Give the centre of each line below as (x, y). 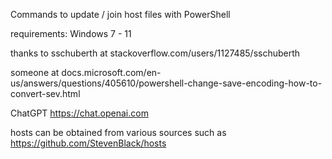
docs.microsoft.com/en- (111, 72)
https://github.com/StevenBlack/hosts (88, 143)
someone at (35, 72)
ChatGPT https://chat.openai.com (79, 113)
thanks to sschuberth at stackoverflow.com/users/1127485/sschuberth (155, 53)
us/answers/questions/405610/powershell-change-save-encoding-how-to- (166, 83)
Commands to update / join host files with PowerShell (120, 14)
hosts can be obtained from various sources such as (118, 132)
